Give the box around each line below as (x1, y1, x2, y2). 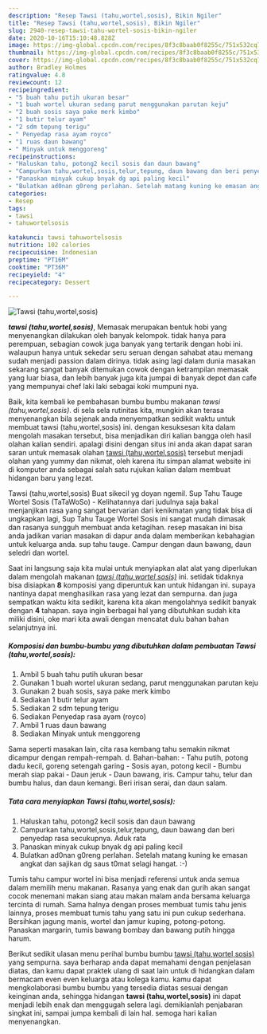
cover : (8, 57, 30, 65)
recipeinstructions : (8, 152, 77, 160)
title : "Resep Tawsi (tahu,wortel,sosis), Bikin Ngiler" (8, 19, 201, 27)
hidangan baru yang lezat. (8, 474, 94, 483)
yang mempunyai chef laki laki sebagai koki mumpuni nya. (8, 382, 199, 391)
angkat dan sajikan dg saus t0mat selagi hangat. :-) (19, 859, 188, 869)
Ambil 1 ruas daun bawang (19, 721, 107, 730)
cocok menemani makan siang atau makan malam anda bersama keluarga (8, 891, 250, 901)
